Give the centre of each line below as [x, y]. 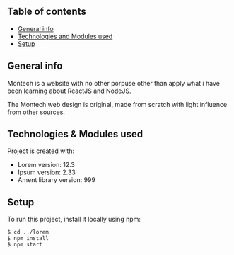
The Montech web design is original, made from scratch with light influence [117, 104]
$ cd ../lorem [28, 232]
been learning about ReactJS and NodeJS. [70, 91]
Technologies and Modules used [65, 36]
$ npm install [28, 239]
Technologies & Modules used [75, 134]
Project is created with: [41, 151]
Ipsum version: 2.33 [46, 172]
